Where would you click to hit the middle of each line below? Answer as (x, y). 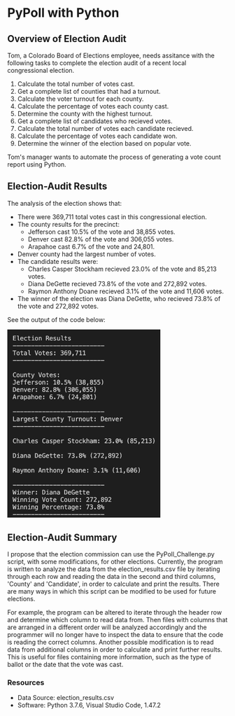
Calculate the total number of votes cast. (76, 84)
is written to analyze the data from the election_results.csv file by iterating (114, 569)
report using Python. (37, 164)
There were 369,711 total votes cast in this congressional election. (112, 217)
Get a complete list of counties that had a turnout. (89, 91)
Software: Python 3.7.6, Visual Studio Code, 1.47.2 (89, 706)
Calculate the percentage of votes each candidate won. (97, 136)
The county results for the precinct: (69, 224)
